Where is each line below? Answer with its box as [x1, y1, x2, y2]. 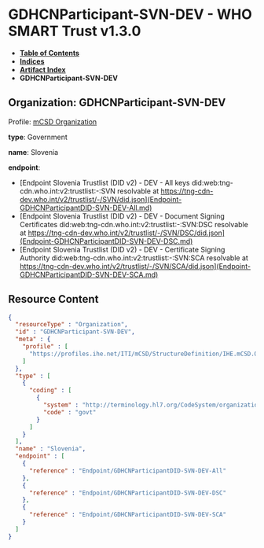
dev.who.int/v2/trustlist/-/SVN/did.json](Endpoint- [19, 194, 182, 204]
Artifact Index [19, 64, 66, 74]
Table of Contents [19, 48, 80, 57]
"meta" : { [15, 336, 51, 344]
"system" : [42, 401, 79, 410]
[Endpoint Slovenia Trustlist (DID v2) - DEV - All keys [19, 178, 190, 187]
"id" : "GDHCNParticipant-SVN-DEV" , [15, 328, 135, 336]
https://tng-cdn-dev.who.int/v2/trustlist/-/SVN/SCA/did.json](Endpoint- [19, 261, 251, 270]
